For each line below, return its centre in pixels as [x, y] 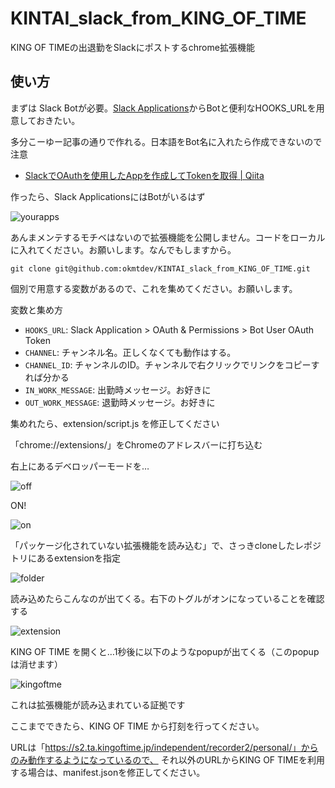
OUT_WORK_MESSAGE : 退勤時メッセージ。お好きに [120, 402]
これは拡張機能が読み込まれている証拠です [98, 704]
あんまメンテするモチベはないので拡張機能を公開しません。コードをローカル [168, 237]
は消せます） [36, 664]
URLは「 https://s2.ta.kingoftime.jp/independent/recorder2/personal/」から [164, 747]
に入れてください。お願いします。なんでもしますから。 [123, 249]
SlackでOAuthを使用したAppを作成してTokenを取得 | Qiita [144, 175]
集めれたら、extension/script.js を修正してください [115, 423]
